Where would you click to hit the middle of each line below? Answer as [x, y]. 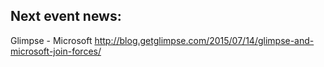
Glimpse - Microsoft [51, 40]
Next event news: [66, 16]
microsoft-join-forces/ [56, 51]
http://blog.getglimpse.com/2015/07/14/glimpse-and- [204, 40]
